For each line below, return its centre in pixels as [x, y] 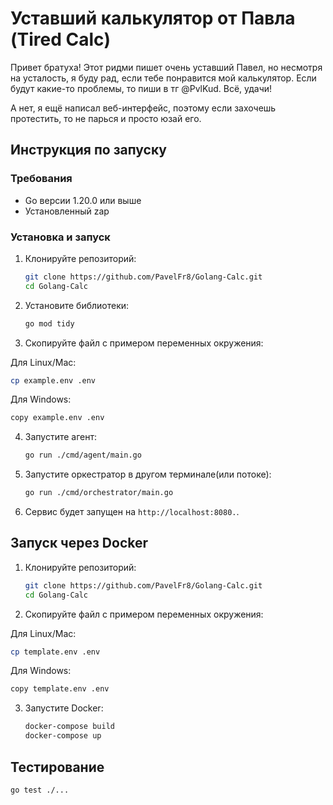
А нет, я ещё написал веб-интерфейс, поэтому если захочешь [143, 108]
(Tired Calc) [61, 39]
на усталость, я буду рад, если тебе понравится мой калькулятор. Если [163, 78]
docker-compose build [69, 727]
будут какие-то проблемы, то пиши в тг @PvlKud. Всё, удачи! [141, 88]
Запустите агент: [61, 437]
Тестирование [57, 767]
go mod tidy [49, 323]
